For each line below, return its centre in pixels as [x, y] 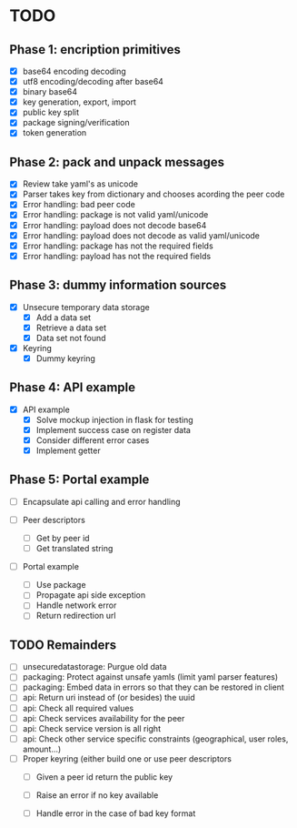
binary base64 [50, 92]
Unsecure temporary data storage [86, 307]
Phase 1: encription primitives [95, 50]
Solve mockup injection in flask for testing [114, 419]
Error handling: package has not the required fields [118, 246]
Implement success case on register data [113, 429]
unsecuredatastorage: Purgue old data [94, 667]
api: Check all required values [78, 708]
